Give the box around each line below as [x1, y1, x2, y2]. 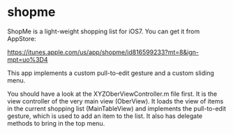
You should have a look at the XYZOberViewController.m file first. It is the [7, 90, 218, 98]
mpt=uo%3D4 [7, 55, 48, 63]
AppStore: [7, 34, 36, 42]
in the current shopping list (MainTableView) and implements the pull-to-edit [7, 104, 227, 112]
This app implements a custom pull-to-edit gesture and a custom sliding [7, 69, 214, 77]
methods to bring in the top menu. [7, 119, 105, 127]
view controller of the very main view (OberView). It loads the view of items [7, 97, 224, 105]
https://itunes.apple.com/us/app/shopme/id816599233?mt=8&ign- [7, 48, 199, 56]
